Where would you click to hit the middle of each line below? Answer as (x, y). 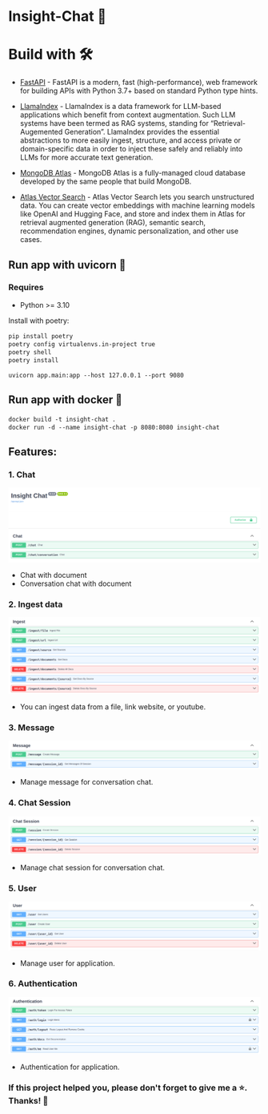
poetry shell (30, 352)
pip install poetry (41, 336)
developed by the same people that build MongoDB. (106, 182)
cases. (31, 240)
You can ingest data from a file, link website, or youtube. (113, 706)
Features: (33, 452)
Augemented (41, 132)
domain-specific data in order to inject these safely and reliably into (131, 149)
